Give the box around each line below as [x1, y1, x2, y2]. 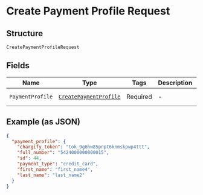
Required [126, 92, 152, 101]
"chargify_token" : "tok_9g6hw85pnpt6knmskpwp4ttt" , [17, 144, 150, 150]
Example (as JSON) [6, 117, 80, 127]
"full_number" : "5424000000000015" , [17, 150, 110, 156]
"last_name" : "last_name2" [17, 172, 85, 178]
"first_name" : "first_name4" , [17, 166, 94, 173]
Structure [6, 28, 43, 39]
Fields [6, 60, 30, 71]
